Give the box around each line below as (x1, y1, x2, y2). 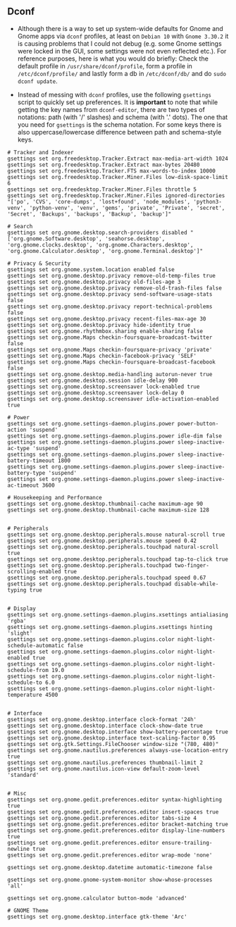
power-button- (177, 420, 219, 427)
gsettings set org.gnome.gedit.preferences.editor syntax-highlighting (7, 796, 222, 803)
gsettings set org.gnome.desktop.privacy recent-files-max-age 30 (7, 315, 206, 323)
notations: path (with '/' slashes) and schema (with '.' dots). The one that (17, 113, 228, 121)
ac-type (7, 444, 30, 452)
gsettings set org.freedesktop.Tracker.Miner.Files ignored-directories (7, 192, 225, 199)
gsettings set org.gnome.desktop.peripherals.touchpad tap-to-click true (7, 556, 229, 563)
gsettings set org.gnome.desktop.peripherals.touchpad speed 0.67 (7, 574, 206, 581)
